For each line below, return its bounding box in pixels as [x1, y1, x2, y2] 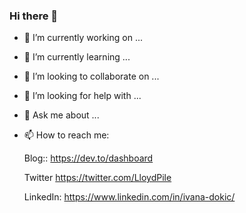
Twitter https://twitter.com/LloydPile [23, 172, 172, 184]
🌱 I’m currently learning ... [23, 51, 131, 63]
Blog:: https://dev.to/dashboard [23, 152, 154, 164]
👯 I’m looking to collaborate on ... [23, 70, 160, 83]
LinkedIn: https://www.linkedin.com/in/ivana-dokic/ [23, 191, 236, 203]
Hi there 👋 [9, 9, 59, 23]
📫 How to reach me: [23, 129, 110, 141]
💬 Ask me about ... [23, 109, 100, 121]
